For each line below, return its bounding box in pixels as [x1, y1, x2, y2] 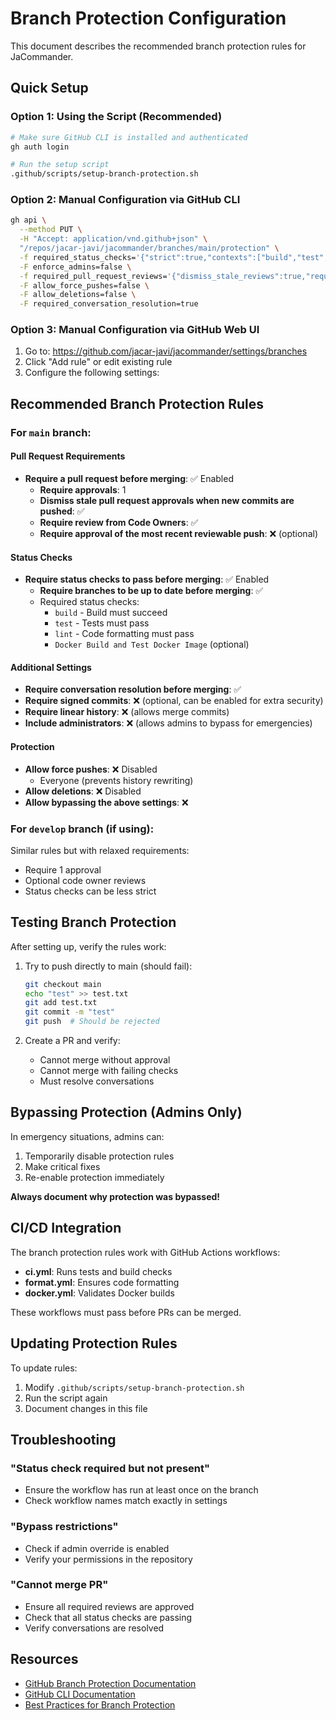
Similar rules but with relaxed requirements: [10, 844, 190, 856]
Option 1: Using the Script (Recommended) [10, 110, 223, 124]
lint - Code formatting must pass [54, 628, 195, 640]
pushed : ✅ [39, 505, 85, 517]
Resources [10, 1651, 79, 1668]
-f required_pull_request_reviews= [19, 271, 168, 281]
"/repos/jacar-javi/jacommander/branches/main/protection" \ [19, 243, 280, 254]
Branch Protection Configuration [10, 7, 287, 30]
